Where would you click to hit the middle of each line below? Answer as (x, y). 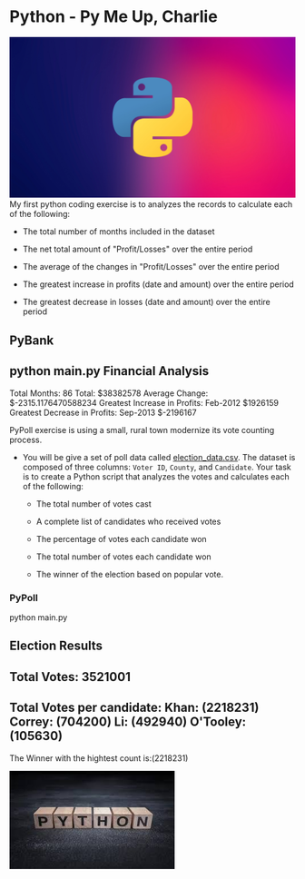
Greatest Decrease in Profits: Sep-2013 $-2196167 (103, 412)
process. (26, 439)
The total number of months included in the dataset (118, 232)
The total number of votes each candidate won (123, 557)
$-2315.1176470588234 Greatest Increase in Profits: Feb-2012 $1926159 (144, 402)
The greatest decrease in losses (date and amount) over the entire (146, 302)
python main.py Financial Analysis (109, 371)
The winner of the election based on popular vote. (130, 574)
